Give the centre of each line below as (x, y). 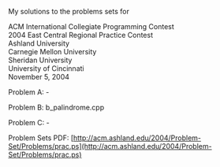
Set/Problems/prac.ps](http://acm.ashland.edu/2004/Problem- (110, 146)
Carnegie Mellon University (52, 52)
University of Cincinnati (46, 69)
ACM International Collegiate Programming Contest (91, 26)
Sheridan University (40, 60)
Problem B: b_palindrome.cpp (56, 107)
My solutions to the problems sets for (69, 11)
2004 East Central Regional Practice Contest (81, 35)
